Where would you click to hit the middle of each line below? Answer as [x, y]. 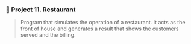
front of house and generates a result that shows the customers [99, 29]
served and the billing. [48, 35]
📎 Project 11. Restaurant [41, 10]
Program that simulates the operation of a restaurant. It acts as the [103, 23]
